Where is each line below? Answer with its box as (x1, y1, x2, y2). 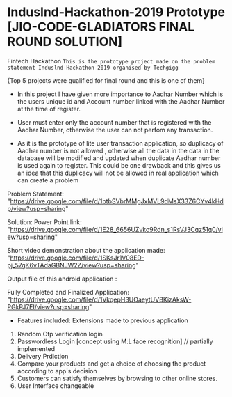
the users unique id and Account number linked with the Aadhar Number (17, 97, 225, 105)
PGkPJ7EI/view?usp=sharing (7, 302, 90, 311)
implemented (17, 344, 56, 352)
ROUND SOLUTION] (7, 34, 123, 49)
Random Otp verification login (17, 329, 103, 338)
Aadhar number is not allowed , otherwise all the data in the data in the (17, 146, 220, 155)
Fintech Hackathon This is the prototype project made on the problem (7, 56, 215, 65)
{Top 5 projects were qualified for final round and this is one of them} (7, 76, 205, 84)
